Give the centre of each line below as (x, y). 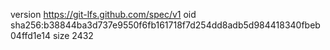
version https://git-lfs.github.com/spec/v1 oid (103, 14)
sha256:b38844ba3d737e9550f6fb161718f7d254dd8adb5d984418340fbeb (165, 25)
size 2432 (73, 35)
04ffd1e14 (30, 35)
